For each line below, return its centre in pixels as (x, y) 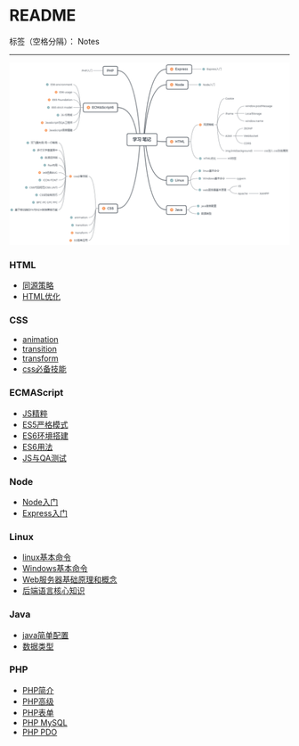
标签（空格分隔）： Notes (54, 41)
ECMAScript (36, 393)
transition (40, 349)
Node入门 (40, 502)
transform (40, 358)
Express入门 (45, 512)
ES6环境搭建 (45, 435)
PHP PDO (40, 732)
